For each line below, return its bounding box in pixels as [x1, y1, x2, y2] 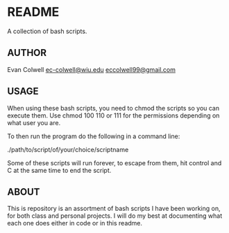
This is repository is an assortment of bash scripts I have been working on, [7, 205, 221, 213]
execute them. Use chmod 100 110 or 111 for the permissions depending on [7, 111, 220, 120]
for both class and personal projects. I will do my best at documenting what [7, 212, 223, 220]
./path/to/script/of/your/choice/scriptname [7, 145, 129, 153]
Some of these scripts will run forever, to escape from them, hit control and [7, 158, 222, 167]
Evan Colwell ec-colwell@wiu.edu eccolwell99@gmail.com [7, 65, 176, 73]
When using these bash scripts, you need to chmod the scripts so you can [7, 104, 220, 112]
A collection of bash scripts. [7, 27, 87, 35]
